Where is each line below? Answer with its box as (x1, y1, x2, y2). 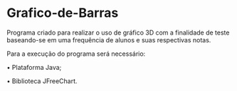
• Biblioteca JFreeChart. (6, 76, 78, 85)
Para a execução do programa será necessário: (6, 49, 146, 58)
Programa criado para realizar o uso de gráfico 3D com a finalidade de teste (6, 28, 230, 37)
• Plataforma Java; (6, 63, 62, 71)
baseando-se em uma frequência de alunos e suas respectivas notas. (6, 35, 211, 44)
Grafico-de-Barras (6, 5, 119, 21)
